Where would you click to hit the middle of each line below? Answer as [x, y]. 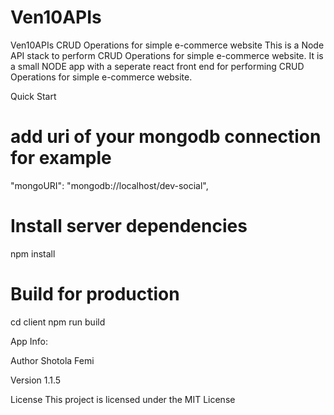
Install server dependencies [129, 226]
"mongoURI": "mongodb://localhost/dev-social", [109, 185]
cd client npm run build [58, 322]
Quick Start [33, 96]
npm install [33, 253]
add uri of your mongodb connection [166, 137]
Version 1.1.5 [36, 380]
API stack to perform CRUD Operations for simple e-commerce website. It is [167, 55]
